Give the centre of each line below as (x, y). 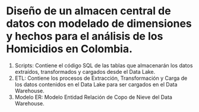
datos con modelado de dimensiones (99, 24)
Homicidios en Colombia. (69, 49)
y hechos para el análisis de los (85, 36)
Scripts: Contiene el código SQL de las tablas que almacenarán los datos (104, 65)
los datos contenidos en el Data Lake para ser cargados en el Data (96, 84)
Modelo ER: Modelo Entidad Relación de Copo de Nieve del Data (93, 97)
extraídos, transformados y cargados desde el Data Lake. (85, 71)
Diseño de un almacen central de (89, 11)
